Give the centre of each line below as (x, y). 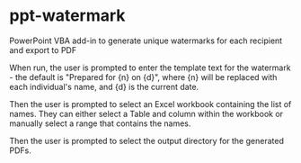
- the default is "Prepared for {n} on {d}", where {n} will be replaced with (143, 77)
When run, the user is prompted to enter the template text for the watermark (150, 68)
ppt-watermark (67, 16)
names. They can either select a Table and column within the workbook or (146, 113)
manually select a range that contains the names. (100, 123)
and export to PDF (43, 50)
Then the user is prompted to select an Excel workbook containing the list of (150, 104)
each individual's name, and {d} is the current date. (104, 86)
